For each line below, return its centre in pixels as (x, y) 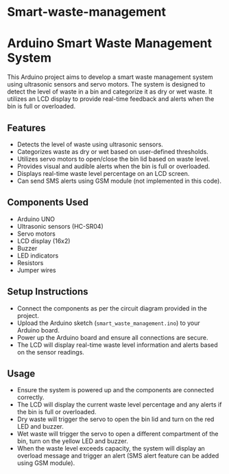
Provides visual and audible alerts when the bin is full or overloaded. (113, 166)
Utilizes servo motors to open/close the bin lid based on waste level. (113, 159)
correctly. (31, 397)
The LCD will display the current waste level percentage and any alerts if (119, 405)
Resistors (30, 262)
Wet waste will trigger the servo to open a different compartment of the (118, 434)
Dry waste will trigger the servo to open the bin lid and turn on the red (116, 419)
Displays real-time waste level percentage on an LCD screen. (103, 173)
